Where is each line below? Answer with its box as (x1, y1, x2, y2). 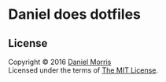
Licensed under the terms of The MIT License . (8, 66, 159, 75)
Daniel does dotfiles (8, 5, 142, 23)
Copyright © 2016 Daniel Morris (8, 57, 112, 66)
